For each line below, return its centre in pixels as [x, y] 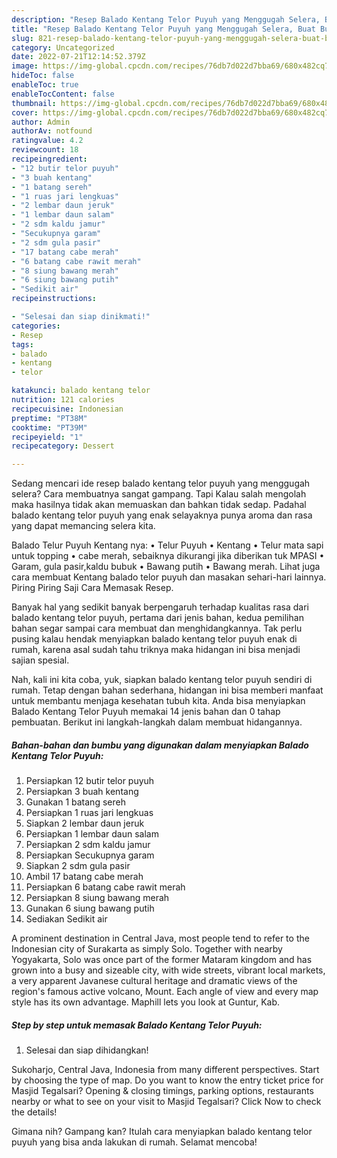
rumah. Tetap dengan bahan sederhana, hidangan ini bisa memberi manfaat [167, 690]
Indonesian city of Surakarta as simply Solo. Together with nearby [147, 949]
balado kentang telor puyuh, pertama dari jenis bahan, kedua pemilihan [157, 618]
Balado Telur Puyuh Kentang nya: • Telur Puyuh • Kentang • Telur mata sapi [167, 545]
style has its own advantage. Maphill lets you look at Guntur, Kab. [146, 1002]
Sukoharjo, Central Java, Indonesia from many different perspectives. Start [165, 1070]
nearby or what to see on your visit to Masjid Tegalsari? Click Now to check [166, 1102]
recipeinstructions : [54, 299]
